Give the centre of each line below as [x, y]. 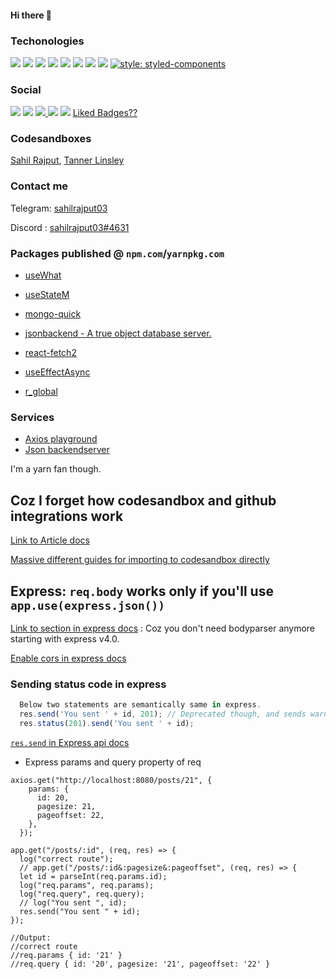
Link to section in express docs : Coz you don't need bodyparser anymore [163, 628]
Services [32, 417]
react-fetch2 [50, 353]
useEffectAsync [57, 372]
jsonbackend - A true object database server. [118, 333]
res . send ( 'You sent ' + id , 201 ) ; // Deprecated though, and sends [163, 714]
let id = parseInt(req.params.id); [93, 876]
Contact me [39, 186]
